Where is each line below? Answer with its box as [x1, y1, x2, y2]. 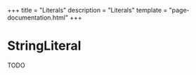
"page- [169, 6, 190, 14]
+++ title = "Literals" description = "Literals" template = [7, 6, 168, 14]
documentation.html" [7, 13, 69, 22]
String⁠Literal [7, 38, 81, 54]
